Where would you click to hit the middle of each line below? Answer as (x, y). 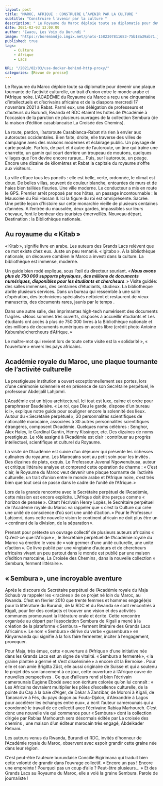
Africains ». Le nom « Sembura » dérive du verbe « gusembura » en (72, 632)
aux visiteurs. (18, 168)
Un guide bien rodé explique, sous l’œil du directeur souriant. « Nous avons (81, 271)
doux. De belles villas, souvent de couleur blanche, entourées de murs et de (81, 183)
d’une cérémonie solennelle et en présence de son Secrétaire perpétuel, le (80, 386)
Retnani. (13, 729)
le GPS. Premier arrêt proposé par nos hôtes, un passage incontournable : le (81, 193)
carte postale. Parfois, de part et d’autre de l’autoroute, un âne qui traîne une (81, 147)
